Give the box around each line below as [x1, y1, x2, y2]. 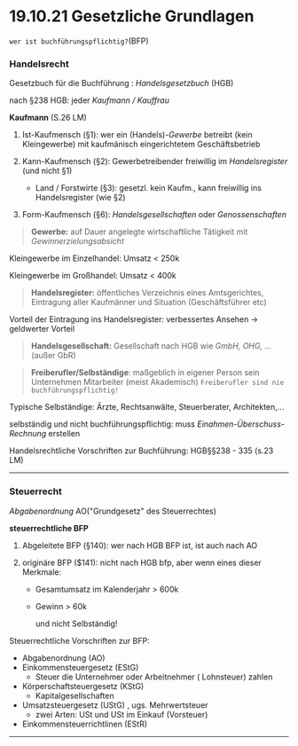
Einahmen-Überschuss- [196, 419, 286, 429]
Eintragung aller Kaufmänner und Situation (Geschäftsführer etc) [30, 297, 268, 308]
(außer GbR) [30, 350, 77, 361]
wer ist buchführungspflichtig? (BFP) [9, 35, 149, 46]
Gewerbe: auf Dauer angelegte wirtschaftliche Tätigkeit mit [30, 226, 248, 237]
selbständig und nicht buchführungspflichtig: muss [9, 419, 196, 429]
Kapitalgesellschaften [35, 690, 114, 701]
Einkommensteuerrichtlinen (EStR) [21, 719, 148, 729]
